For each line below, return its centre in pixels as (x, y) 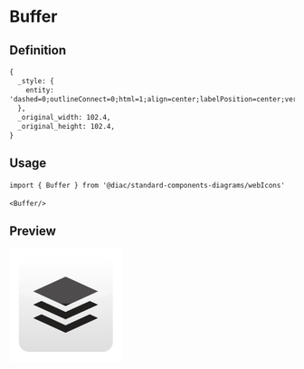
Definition (38, 50)
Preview (33, 232)
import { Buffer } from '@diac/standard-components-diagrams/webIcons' (147, 185)
